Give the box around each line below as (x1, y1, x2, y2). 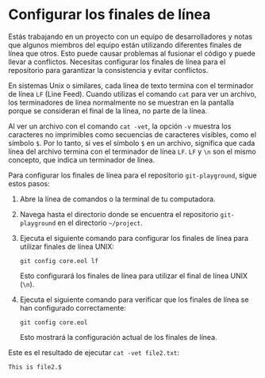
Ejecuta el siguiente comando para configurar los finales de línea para (19, 233, 248, 242)
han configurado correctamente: (19, 303, 127, 312)
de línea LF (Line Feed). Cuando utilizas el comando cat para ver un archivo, (8, 89, 257, 98)
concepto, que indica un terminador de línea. (8, 155, 156, 164)
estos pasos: (8, 178, 50, 188)
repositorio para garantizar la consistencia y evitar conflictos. (8, 65, 209, 74)
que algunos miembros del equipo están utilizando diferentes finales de (8, 40, 242, 49)
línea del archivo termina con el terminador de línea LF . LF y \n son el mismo (8, 147, 256, 156)
